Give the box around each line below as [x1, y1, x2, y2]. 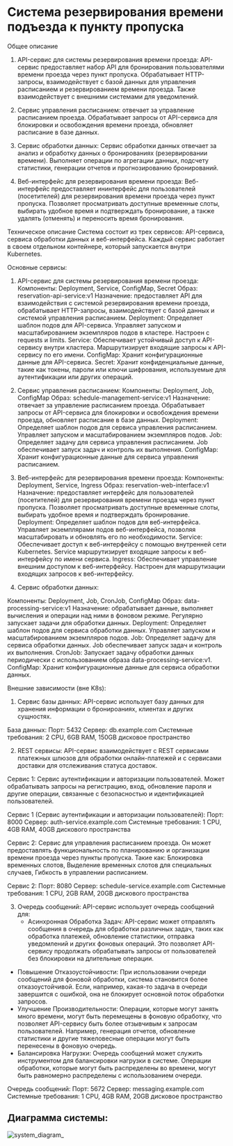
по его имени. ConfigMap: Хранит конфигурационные [44, 350, 203, 359]
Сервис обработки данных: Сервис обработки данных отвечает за [17, 141, 217, 150]
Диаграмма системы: [7, 1112, 109, 1124]
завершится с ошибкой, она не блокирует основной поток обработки [17, 990, 225, 998]
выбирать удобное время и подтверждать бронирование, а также [17, 207, 215, 215]
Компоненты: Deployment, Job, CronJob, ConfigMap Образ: [7, 596, 183, 605]
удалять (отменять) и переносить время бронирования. [17, 213, 184, 223]
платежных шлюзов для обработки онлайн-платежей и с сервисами [17, 754, 222, 762]
